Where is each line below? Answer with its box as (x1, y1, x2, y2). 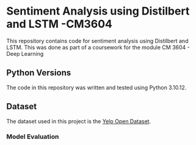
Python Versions (6, 68, 71, 78)
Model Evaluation (6, 132, 59, 141)
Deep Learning (6, 50, 44, 57)
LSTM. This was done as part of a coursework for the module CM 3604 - (6, 44, 191, 51)
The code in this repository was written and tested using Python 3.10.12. (6, 84, 187, 91)
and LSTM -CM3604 (6, 17, 113, 31)
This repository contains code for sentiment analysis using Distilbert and (6, 37, 189, 44)
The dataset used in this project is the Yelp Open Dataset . (6, 117, 151, 125)
